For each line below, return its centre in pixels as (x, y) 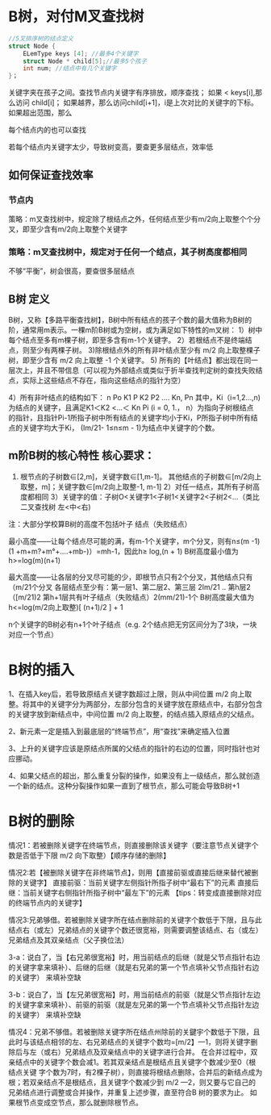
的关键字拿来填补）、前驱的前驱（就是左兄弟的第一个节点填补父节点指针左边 (134, 1004)
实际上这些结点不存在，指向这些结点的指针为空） (104, 380)
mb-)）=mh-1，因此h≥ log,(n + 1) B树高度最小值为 (156, 551)
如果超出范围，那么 (40, 113)
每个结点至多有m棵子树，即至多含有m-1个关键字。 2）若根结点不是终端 (127, 340)
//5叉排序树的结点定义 (41, 38)
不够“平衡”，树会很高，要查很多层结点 (72, 271)
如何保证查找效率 (51, 175)
